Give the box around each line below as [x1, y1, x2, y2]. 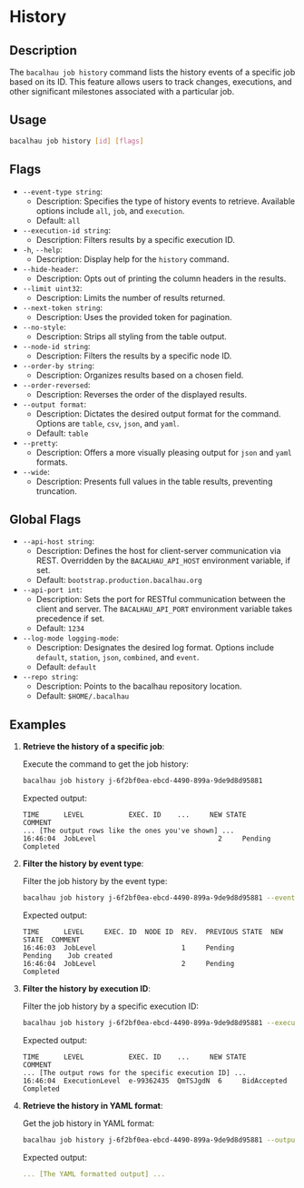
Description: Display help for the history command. [35, 253, 230, 265]
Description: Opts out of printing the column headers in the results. [35, 273, 287, 284]
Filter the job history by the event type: [22, 876, 168, 886]
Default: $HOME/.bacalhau [35, 690, 130, 701]
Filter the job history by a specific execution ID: [22, 1001, 200, 1012]
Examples [9, 717, 66, 732]
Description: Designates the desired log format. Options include [35, 642, 275, 653]
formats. [35, 457, 68, 468]
